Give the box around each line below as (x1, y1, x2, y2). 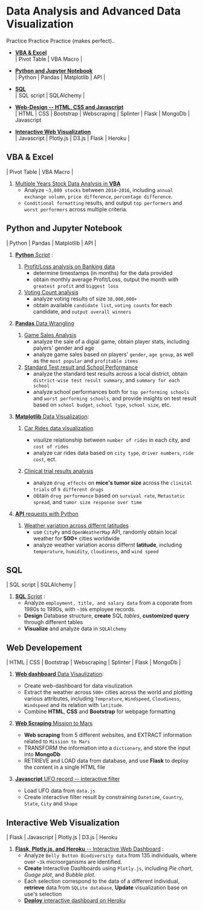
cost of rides (33, 443, 69, 450)
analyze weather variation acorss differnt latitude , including (33, 541, 182, 548)
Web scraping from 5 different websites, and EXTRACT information (24, 731, 192, 739)
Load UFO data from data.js (24, 787, 95, 794)
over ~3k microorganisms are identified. (24, 859, 123, 865)
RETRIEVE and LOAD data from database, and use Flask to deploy (24, 757, 188, 765)
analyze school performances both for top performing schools (33, 388, 190, 395)
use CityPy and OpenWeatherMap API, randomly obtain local (33, 528, 177, 536)
